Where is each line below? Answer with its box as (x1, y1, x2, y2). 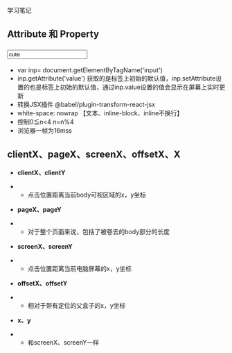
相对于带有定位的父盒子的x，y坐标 (27, 301, 126, 309)
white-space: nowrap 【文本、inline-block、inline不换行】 (17, 108, 184, 117)
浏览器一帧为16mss (17, 126, 73, 134)
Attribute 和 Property (7, 28, 99, 40)
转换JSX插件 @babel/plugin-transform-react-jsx (17, 100, 156, 108)
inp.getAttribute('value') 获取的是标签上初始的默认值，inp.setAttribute (17, 74, 216, 82)
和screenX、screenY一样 (27, 338, 99, 346)
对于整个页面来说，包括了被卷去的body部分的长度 (27, 227, 170, 236)
